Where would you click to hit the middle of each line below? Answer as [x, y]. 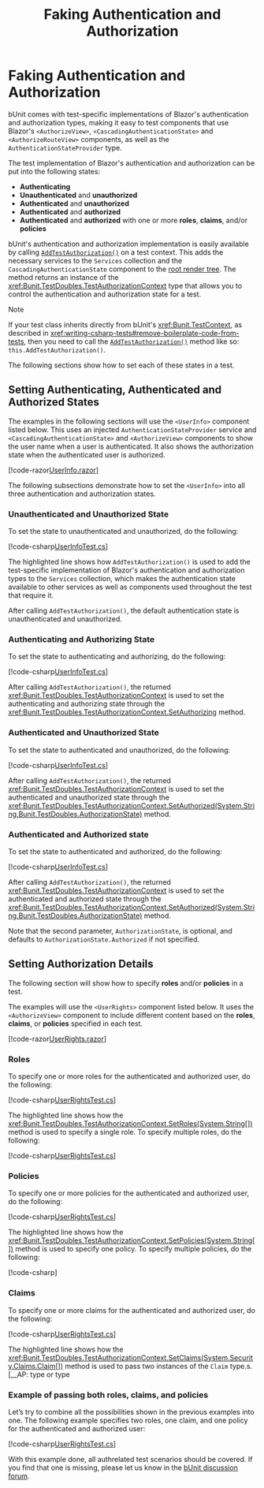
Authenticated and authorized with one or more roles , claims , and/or [134, 220]
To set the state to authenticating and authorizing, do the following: [117, 657]
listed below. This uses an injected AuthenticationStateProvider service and [132, 429]
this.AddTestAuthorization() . [57, 349]
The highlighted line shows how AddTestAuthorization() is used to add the [129, 562]
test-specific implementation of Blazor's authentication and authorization [126, 570]
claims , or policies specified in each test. [76, 1024]
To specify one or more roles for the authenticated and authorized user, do [129, 1076]
